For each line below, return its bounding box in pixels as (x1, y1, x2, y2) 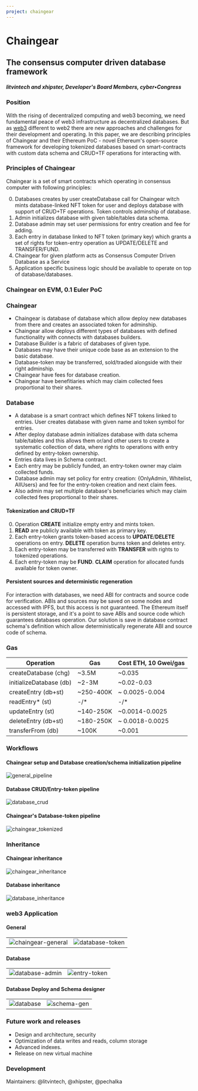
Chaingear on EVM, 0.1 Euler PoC (6, 285, 102, 293)
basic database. (14, 352, 54, 360)
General (6, 924, 27, 931)
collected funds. (14, 468, 54, 476)
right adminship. (14, 365, 54, 373)
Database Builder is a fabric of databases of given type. (14, 340, 151, 347)
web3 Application (6, 909, 58, 917)
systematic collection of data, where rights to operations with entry (14, 443, 178, 451)
